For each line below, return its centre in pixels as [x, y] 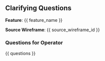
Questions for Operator [34, 43]
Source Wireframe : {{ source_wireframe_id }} [53, 30]
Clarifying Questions [38, 8]
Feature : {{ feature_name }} [34, 20]
